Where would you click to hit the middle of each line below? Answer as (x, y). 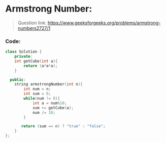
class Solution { (24, 52)
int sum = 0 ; (37, 94)
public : (18, 80)
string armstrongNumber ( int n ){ (48, 84)
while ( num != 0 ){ (42, 99)
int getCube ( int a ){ (36, 61)
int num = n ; (37, 89)
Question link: (32, 23)
